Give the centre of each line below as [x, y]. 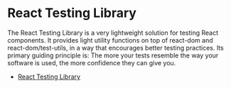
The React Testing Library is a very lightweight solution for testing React [113, 33]
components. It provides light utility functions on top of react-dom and [110, 40]
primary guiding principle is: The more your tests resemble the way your [113, 55]
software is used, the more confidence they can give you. [92, 62]
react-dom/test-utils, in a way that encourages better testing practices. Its [116, 48]
